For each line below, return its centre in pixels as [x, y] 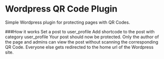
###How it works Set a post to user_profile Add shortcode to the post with [80, 31]
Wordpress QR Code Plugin [61, 9]
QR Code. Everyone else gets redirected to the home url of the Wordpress [79, 47]
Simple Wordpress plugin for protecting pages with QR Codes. [68, 22]
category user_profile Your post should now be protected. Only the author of [82, 37]
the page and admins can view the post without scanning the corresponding [82, 42]
